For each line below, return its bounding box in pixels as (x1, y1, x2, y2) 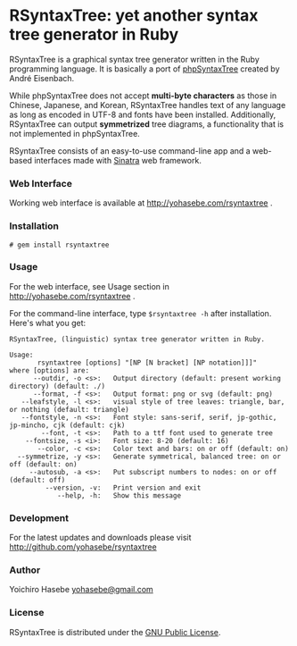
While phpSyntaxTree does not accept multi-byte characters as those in (9, 90, 277, 101)
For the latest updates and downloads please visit (9, 533, 192, 543)
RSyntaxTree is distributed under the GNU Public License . (9, 626, 221, 637)
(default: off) (9, 475, 66, 484)
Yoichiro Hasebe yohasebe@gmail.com (9, 584, 153, 595)
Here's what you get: (9, 317, 87, 328)
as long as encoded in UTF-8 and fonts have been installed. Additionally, (9, 109, 276, 120)
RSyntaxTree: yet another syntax (9, 5, 259, 26)
